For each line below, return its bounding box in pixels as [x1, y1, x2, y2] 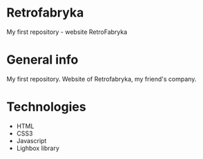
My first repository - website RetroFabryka [6, 28, 128, 36]
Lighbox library [16, 144, 60, 152]
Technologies [6, 99, 87, 115]
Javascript [16, 136, 47, 144]
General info [6, 52, 79, 68]
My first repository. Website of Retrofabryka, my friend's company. [6, 75, 197, 83]
